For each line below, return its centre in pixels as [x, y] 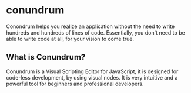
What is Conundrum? [46, 57]
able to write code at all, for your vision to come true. [70, 39]
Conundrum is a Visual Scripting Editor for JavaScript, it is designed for [92, 71]
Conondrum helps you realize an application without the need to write [91, 26]
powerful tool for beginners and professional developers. [75, 84]
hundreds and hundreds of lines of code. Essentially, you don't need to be [95, 32]
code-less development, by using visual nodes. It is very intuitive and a [92, 77]
